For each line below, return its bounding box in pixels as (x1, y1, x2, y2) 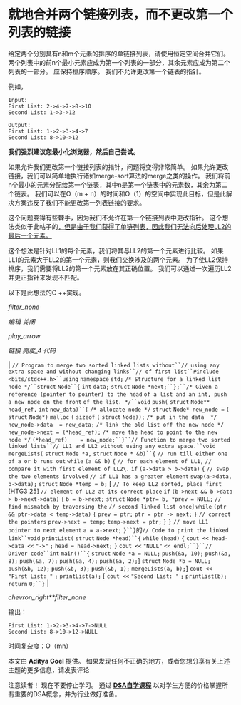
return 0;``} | (8, 579, 49, 587)
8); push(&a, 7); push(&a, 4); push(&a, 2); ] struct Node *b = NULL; (8, 556, 211, 564)
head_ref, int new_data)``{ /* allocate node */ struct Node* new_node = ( (8, 406, 230, 413)
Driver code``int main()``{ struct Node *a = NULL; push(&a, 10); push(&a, (8, 550, 231, 557)
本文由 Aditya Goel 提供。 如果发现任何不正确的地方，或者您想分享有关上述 (8, 656, 230, 665)
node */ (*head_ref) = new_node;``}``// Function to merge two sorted (8, 436, 230, 443)
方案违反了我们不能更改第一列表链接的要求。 (14, 198, 145, 207)
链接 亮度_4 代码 (8, 346, 56, 355)
